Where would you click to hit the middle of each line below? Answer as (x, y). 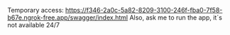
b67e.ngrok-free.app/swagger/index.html (68, 17)
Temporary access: (35, 10)
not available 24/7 (34, 25)
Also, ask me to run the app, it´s (176, 17)
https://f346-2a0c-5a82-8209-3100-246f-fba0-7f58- (144, 10)
